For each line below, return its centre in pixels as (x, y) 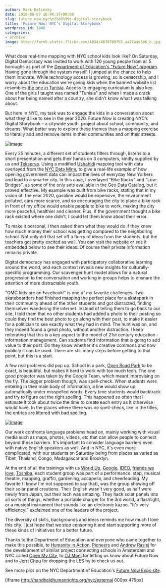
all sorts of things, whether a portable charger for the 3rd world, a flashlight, (83, 499)
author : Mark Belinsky (28, 10)
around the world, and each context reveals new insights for (66, 267)
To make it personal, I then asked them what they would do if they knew (79, 226)
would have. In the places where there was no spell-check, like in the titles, (82, 407)
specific (13, 272)
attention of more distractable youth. (42, 283)
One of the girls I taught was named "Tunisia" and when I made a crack (78, 93)
